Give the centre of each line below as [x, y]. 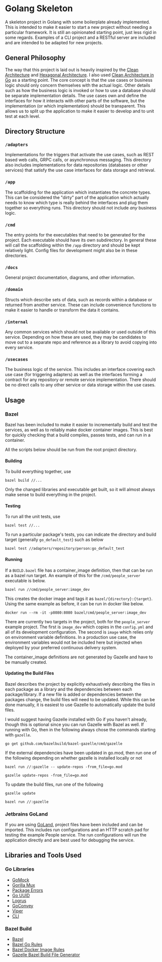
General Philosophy [35, 58]
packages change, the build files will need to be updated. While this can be [80, 699]
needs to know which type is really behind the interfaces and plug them [76, 202]
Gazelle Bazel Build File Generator [46, 955]
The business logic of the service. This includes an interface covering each [80, 369]
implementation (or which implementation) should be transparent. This [75, 106]
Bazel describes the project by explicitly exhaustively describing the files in [80, 684]
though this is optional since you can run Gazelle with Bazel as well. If [74, 724]
